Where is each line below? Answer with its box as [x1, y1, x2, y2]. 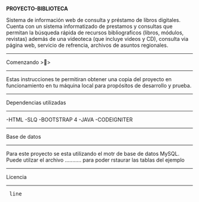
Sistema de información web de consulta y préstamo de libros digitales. [6, 17, 181, 23]
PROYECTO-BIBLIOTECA [6, 5, 68, 12]
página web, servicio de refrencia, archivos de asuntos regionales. [6, 41, 169, 49]
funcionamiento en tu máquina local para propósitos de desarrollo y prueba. [6, 82, 192, 89]
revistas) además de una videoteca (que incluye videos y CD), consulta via [6, 36, 188, 42]
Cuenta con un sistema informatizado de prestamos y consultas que [6, 23, 173, 30]
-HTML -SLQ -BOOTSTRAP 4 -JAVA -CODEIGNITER [6, 116, 133, 123]
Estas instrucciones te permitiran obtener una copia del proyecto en [6, 76, 172, 82]
